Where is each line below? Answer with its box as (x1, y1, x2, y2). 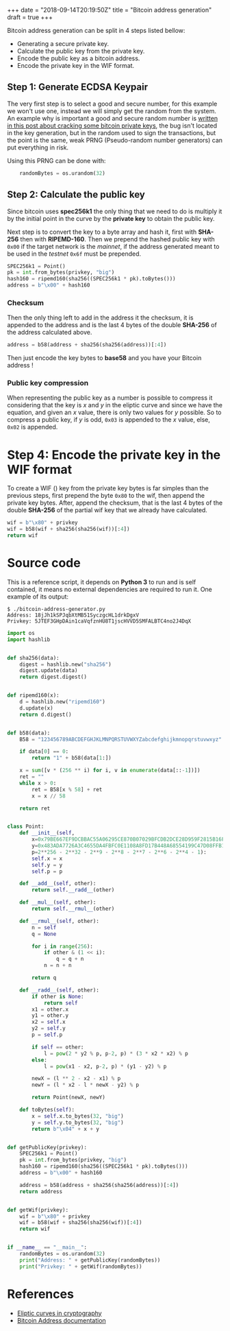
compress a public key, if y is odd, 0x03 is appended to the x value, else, (7, 416, 211, 424)
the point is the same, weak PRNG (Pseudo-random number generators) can (7, 136, 223, 144)
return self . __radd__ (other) (31, 887, 115, 894)
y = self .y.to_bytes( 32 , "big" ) (31, 1119, 125, 1126)
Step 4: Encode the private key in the (7, 447, 221, 462)
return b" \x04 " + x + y (31, 1125, 99, 1132)
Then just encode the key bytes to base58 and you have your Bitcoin (7, 354, 202, 362)
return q (31, 974, 57, 981)
